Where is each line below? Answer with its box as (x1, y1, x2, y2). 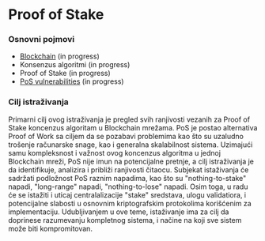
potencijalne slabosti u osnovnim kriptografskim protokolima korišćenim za (8, 198, 252, 208)
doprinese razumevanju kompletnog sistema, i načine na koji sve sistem (8, 215, 242, 224)
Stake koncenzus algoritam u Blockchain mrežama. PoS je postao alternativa (8, 122, 258, 132)
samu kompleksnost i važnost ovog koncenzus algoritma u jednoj (8, 148, 221, 157)
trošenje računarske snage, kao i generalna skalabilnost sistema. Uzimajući (8, 140, 253, 149)
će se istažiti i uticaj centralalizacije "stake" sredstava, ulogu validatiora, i (8, 190, 247, 199)
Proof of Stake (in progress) (19, 69, 111, 78)
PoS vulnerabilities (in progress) (19, 77, 124, 86)
